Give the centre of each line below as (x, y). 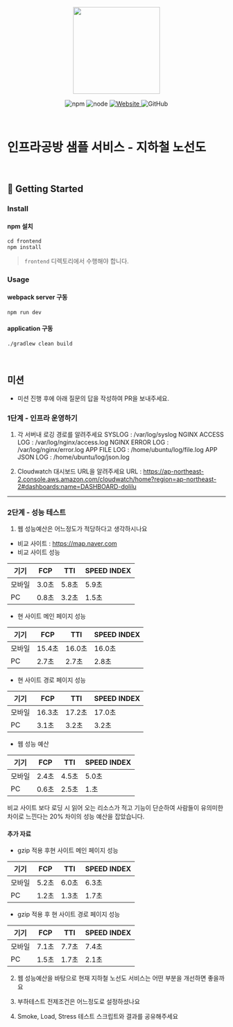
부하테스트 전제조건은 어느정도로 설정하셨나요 (79, 1002)
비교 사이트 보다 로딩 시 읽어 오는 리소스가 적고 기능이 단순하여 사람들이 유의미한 (115, 808)
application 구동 (30, 329)
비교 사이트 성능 (38, 552)
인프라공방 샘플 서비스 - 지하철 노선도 (107, 148)
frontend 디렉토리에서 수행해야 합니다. (77, 261)
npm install (24, 248)
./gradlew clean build (40, 343)
